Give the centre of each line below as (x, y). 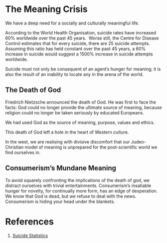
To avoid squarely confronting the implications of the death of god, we (78, 180)
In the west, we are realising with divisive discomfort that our (68, 141)
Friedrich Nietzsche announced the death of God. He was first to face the (81, 102)
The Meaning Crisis (47, 9)
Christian (14, 147)
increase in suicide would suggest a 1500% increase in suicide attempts (79, 54)
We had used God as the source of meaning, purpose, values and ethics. (80, 122)
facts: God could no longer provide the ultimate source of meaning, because (83, 107)
